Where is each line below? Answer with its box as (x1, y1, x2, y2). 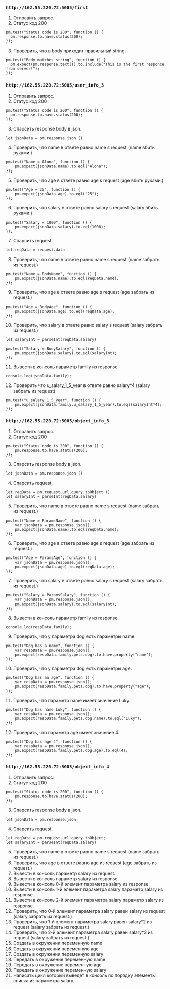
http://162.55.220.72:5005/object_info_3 (6, 418, 109, 424)
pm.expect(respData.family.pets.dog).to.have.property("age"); (15, 684, 151, 689)
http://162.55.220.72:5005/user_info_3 (6, 82, 104, 88)
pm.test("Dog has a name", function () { (6, 643, 95, 648)
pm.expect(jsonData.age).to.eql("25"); (15, 191, 99, 196)
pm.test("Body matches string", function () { (6, 58, 106, 63)
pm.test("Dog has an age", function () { (6, 675, 95, 680)
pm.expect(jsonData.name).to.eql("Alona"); (15, 164, 108, 169)
